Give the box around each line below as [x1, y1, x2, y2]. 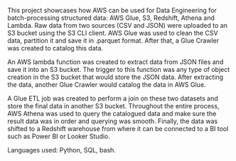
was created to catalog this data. [7, 44, 104, 52]
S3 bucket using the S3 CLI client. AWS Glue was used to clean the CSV [7, 28, 218, 37]
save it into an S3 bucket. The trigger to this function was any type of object [7, 66, 230, 73]
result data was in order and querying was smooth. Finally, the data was [7, 117, 218, 125]
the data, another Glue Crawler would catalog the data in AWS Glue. [7, 80, 206, 88]
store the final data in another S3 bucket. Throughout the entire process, [7, 102, 220, 110]
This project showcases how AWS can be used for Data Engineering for [7, 6, 217, 14]
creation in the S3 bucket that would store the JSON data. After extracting [7, 73, 224, 81]
